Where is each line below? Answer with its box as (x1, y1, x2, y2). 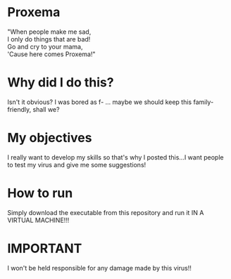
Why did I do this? (7, 74, 114, 91)
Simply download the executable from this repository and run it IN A (7, 208, 204, 216)
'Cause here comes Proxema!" (7, 50, 96, 58)
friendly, (7, 105, 32, 113)
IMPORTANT (7, 240, 82, 257)
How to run (7, 186, 73, 201)
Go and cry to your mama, (7, 42, 83, 51)
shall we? (32, 105, 60, 113)
